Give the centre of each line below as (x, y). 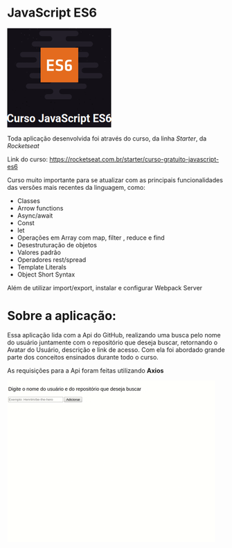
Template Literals (42, 267)
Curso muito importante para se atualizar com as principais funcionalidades (115, 180)
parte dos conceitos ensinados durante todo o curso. (83, 357)
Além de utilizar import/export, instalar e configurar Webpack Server (105, 288)
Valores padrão (39, 252)
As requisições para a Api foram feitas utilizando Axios (86, 370)
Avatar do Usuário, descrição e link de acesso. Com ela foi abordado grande (116, 350)
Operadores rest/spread (52, 259)
